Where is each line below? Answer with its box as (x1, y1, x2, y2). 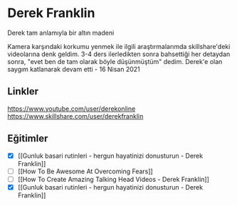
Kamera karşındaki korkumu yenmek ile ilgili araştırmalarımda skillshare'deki (7, 42, 231, 50)
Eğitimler (7, 133, 48, 145)
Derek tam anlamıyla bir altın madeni (7, 28, 115, 37)
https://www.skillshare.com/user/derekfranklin (7, 112, 144, 120)
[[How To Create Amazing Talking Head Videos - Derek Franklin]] (17, 175, 210, 183)
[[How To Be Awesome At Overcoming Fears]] (17, 167, 153, 175)
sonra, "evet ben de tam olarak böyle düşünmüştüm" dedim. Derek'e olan (7, 57, 223, 65)
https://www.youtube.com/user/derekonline (7, 104, 136, 113)
